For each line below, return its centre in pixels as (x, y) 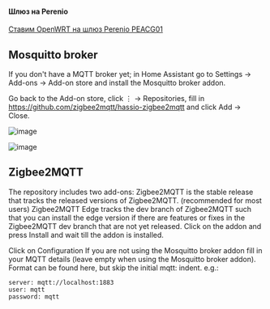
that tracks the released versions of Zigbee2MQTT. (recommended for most (135, 200)
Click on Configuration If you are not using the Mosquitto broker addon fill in (135, 250)
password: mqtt (34, 296)
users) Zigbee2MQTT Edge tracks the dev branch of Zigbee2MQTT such (130, 209)
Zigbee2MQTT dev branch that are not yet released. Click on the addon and (135, 226)
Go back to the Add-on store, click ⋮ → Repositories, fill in (107, 99)
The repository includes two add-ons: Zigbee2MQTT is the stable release (131, 192)
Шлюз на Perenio (39, 11)
